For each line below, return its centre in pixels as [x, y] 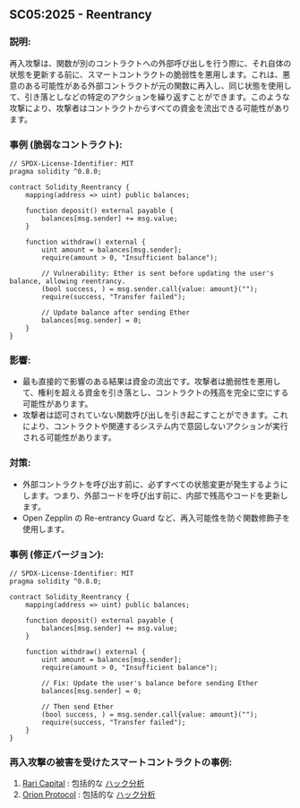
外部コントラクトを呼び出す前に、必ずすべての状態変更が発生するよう [151, 484]
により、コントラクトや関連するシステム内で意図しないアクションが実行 [155, 426]
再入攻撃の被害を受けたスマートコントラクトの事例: [121, 762]
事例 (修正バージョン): [57, 554]
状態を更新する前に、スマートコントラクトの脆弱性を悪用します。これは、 [146, 74]
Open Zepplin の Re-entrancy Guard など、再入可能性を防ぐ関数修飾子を [156, 518]
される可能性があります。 [69, 437]
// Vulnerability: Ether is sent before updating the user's [158, 273]
